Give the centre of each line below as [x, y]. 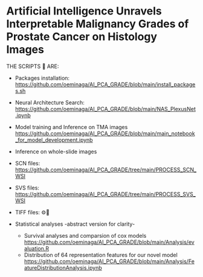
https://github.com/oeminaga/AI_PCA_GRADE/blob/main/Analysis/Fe [109, 261]
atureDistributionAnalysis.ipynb [63, 267]
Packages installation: [42, 78]
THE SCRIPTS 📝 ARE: [33, 66]
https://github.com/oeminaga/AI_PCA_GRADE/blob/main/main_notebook [105, 133]
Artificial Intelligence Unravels [84, 11]
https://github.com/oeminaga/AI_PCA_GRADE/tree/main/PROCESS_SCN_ [106, 170]
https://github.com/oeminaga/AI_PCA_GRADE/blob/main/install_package [105, 84]
